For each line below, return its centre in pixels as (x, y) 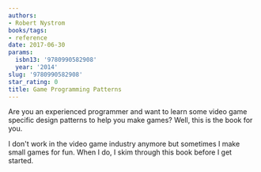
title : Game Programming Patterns (65, 89)
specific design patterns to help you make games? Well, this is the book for (130, 120)
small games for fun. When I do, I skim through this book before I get (120, 152)
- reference (28, 38)
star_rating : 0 (33, 82)
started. (21, 161)
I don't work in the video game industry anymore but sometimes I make (124, 144)
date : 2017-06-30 (37, 45)
